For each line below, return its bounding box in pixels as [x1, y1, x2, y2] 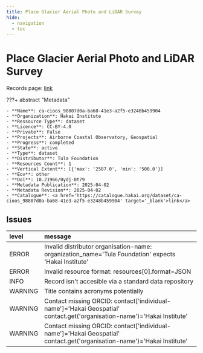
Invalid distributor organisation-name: [44, 242, 152, 251]
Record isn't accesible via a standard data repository [44, 277, 194, 285]
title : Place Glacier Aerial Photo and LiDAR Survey [6, 8, 142, 15]
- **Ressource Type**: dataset [6, 118, 85, 125]
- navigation [11, 20, 45, 26]
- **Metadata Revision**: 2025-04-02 [6, 187, 101, 193]
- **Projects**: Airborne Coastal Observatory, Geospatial [6, 134, 158, 141]
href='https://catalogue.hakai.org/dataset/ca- [60, 193, 182, 199]
